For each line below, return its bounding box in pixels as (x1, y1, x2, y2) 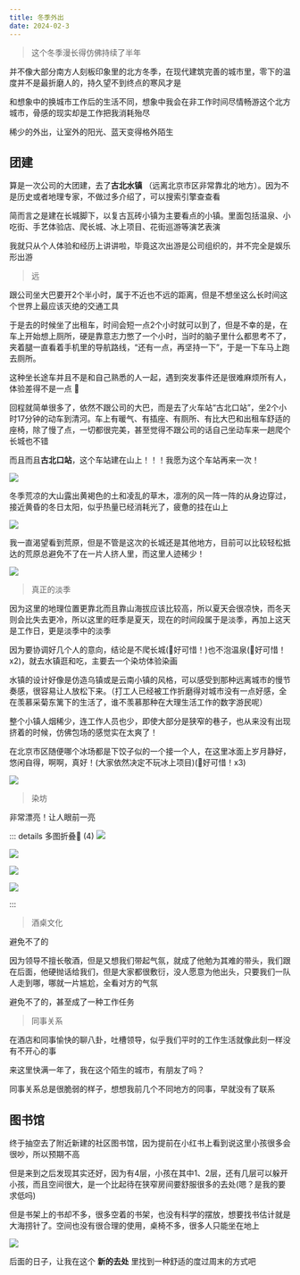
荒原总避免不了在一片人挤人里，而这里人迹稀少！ (24, 548, 205, 559)
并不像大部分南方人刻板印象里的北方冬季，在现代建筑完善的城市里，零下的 (9, 66, 283, 77)
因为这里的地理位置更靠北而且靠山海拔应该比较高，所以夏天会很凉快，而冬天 (9, 604, 291, 614)
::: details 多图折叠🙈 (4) (9, 831, 95, 842)
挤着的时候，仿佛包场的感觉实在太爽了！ (9, 727, 158, 737)
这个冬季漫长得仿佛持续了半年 (30, 46, 141, 58)
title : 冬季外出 (9, 12, 64, 22)
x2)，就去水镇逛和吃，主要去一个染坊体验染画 (9, 655, 179, 666)
